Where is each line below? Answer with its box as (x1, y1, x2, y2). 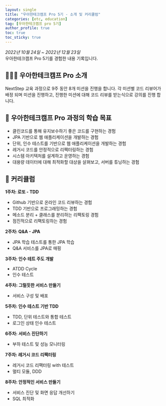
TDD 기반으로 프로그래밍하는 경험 (12, 205, 78, 211)
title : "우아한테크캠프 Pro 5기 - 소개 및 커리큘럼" (5, 12, 101, 17)
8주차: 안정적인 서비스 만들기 (5, 379, 61, 385)
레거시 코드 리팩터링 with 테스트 (12, 362, 74, 368)
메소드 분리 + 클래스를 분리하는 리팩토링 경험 (12, 212, 99, 218)
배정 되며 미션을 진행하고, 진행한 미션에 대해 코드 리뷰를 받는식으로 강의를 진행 (5, 91, 156, 97)
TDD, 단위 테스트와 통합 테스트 (12, 314, 72, 320)
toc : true (5, 30, 26, 35)
